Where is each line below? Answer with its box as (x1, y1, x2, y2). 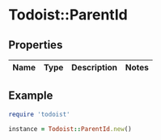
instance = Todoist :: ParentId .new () (8, 125, 132, 133)
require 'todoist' (8, 110, 70, 118)
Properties (8, 38, 63, 52)
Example (8, 89, 53, 103)
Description (71, 62, 117, 73)
